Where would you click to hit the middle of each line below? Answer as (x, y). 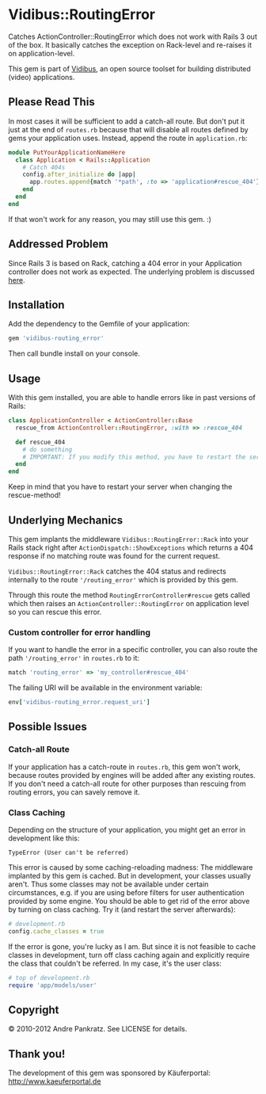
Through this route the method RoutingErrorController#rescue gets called (129, 595)
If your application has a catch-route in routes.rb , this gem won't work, (125, 767)
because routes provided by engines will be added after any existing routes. (132, 775)
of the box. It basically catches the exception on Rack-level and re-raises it (130, 44)
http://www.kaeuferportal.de (55, 1081)
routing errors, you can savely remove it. (74, 792)
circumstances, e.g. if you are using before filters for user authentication (126, 893)
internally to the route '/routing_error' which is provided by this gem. (123, 579)
